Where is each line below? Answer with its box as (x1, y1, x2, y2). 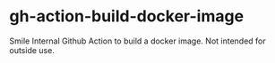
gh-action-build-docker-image (9, 6, 245, 27)
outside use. (9, 44, 56, 55)
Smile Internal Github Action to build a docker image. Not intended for (9, 35, 266, 46)
